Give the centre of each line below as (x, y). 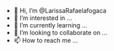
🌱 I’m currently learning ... (50, 25)
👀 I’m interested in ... (43, 18)
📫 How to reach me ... (46, 40)
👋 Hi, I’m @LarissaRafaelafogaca (60, 11)
